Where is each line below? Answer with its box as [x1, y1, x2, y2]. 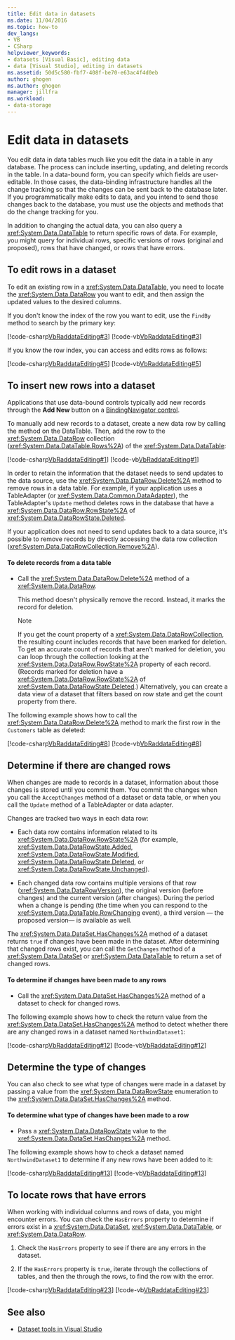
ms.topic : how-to [7, 23, 58, 30]
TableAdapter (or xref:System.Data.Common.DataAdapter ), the [7, 491, 189, 500]
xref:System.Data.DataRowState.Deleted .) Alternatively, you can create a [17, 682, 228, 691]
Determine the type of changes [7, 1062, 147, 1074]
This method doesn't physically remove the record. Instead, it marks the [17, 595, 226, 604]
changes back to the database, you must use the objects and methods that [7, 200, 224, 208]
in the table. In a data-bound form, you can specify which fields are [7, 170, 202, 178]
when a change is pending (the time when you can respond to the [17, 901, 208, 910]
